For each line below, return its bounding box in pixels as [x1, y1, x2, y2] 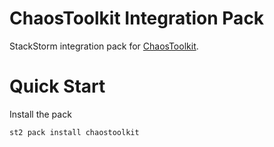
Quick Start [9, 75, 106, 98]
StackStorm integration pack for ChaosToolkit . [9, 40, 199, 52]
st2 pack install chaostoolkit [9, 127, 140, 137]
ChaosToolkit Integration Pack [9, 7, 265, 30]
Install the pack [9, 108, 72, 120]
